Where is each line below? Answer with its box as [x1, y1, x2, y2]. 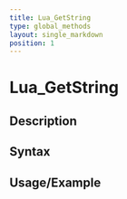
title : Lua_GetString [9, 13, 92, 23]
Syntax [9, 144, 51, 159]
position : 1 [9, 38, 54, 48]
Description [9, 113, 77, 128]
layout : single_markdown [9, 30, 103, 39]
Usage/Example [9, 175, 102, 190]
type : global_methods [9, 22, 92, 31]
